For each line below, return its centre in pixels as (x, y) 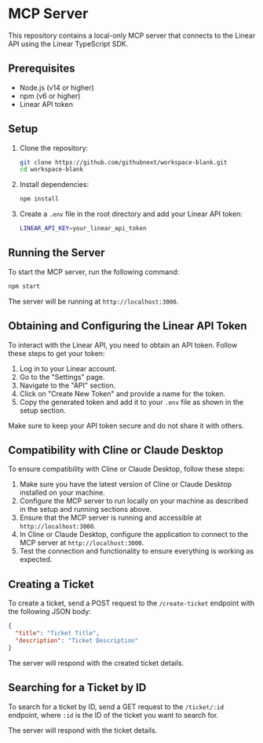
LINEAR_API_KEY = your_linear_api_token (83, 229)
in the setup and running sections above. (86, 509)
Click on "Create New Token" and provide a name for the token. (122, 393)
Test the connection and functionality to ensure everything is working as (136, 551)
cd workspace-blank (51, 170)
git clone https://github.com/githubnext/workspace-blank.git (123, 162)
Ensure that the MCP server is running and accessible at (110, 518)
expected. (36, 560)
